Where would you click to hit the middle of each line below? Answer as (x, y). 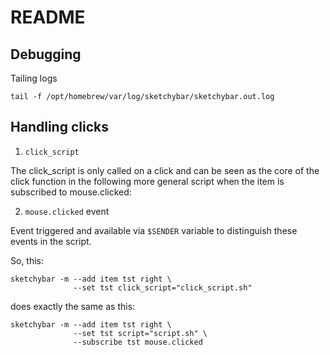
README (48, 17)
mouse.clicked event (67, 211)
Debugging (46, 54)
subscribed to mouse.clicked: (71, 192)
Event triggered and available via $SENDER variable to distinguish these (154, 230)
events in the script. (51, 241)
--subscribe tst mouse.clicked (138, 342)
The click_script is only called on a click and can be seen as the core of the (165, 170)
